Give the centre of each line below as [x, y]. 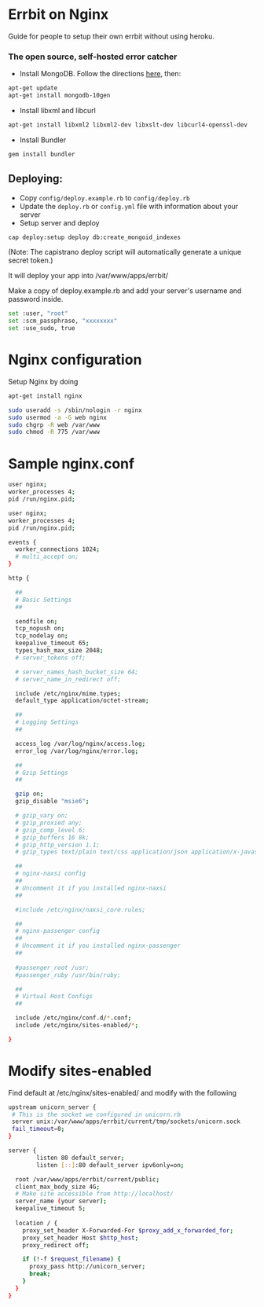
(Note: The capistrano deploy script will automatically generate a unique [125, 252]
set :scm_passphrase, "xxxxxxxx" [63, 321]
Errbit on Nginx [59, 15]
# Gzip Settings [42, 773]
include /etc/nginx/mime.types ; [68, 693]
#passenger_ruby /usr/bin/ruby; [68, 975]
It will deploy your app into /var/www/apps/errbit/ [88, 276]
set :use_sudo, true [42, 329]
